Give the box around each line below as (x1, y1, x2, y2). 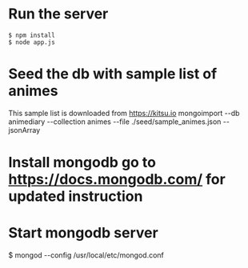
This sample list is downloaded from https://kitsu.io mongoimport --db (8, 108, 240, 118)
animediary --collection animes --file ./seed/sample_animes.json (8, 117, 222, 126)
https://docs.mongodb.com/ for (8, 170, 226, 189)
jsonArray (8, 125, 41, 134)
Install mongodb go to (8, 154, 157, 172)
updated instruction (8, 187, 143, 206)
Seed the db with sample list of (8, 65, 218, 83)
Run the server (8, 5, 109, 23)
